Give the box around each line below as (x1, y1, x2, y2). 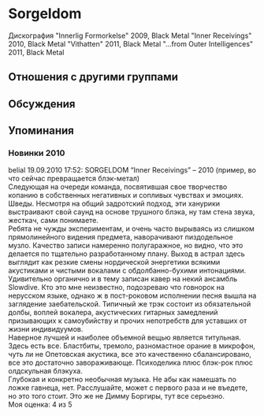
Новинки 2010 (8, 147, 65, 158)
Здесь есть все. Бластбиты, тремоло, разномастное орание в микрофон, (8, 341, 256, 351)
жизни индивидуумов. (8, 325, 84, 334)
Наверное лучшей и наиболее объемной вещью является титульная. (8, 332, 242, 343)
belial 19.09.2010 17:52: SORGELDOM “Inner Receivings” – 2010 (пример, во (8, 165, 257, 175)
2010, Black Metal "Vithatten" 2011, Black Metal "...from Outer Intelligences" (8, 39, 254, 48)
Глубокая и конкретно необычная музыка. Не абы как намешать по (8, 375, 236, 384)
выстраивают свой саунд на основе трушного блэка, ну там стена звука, (8, 207, 255, 217)
